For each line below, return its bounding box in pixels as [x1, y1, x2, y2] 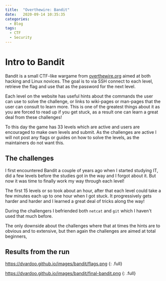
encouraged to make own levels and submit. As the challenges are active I [5, 129, 157, 135]
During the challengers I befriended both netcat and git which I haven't [5, 207, 152, 214]
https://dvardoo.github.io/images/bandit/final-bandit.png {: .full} [5, 271, 136, 277]
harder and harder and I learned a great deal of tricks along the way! [5, 198, 145, 204]
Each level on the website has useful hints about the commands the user [5, 93, 154, 99]
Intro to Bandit [5, 57, 65, 68]
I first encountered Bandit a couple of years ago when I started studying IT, [5, 167, 159, 173]
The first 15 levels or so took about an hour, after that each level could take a [5, 187, 161, 193]
